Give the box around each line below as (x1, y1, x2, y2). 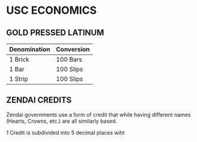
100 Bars (56, 55, 83, 64)
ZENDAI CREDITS (6, 95, 72, 105)
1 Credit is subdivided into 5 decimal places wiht (6, 129, 125, 136)
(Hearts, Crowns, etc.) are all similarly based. (6, 117, 117, 125)
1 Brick (9, 55, 30, 64)
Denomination (9, 46, 51, 53)
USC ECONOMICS (6, 4, 97, 17)
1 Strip (9, 75, 29, 83)
